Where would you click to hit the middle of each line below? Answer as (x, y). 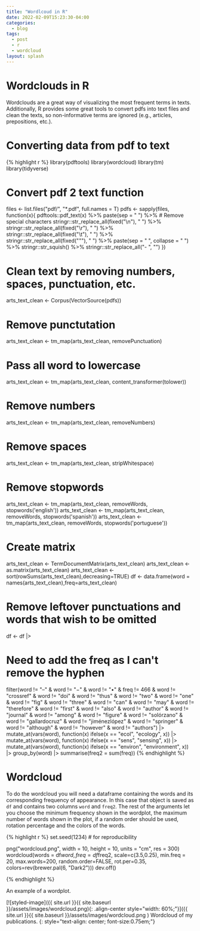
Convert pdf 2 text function (75, 192)
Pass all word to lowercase (74, 365)
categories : (21, 23)
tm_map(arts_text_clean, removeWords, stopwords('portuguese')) (87, 523)
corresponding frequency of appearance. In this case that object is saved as (100, 800)
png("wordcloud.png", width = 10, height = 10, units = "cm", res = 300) (93, 849)
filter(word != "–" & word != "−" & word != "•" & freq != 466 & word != (91, 689)
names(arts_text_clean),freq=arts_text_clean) (62, 583)
